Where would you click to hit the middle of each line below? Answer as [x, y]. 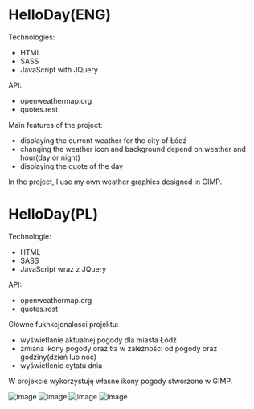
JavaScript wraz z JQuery [63, 269]
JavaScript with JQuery [59, 69]
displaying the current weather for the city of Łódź [103, 140]
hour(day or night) [50, 157]
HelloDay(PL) [53, 214]
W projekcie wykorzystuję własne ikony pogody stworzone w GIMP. [121, 381]
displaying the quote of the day [72, 166]
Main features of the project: [55, 125]
